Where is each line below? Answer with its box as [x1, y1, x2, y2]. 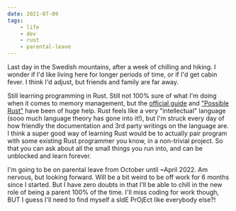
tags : [7, 17, 23, 24]
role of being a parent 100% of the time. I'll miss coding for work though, [7, 188, 220, 196]
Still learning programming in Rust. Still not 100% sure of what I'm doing [7, 91, 218, 100]
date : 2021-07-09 [7, 10, 59, 18]
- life [20, 23, 40, 30]
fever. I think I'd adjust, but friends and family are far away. [7, 78, 179, 86]
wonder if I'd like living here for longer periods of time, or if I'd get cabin [7, 70, 218, 79]
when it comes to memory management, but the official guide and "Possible [7, 99, 229, 107]
